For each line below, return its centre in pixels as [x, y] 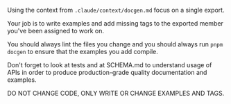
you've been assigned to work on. [56, 31]
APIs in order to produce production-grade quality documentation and [107, 72]
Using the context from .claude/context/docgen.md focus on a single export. [116, 10]
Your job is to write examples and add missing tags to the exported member [115, 23]
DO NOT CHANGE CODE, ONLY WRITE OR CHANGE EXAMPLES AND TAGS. [116, 93]
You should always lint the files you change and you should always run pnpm [115, 44]
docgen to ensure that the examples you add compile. [83, 52]
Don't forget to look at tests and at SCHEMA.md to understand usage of [110, 65]
